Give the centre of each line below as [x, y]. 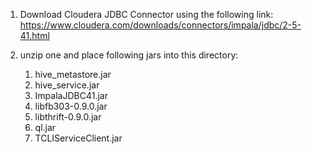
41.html [34, 35]
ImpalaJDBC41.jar [71, 95]
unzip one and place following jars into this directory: [129, 55]
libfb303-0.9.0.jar [71, 106]
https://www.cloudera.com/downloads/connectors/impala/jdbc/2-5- [160, 25]
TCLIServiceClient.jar [78, 138]
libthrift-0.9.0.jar [68, 117]
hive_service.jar [67, 85]
